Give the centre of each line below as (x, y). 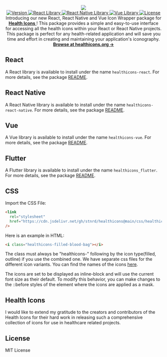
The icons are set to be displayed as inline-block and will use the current (80, 274)
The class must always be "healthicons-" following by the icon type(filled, (81, 254)
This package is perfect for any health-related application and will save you (83, 34)
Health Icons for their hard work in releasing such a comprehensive (74, 317)
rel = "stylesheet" (28, 217)
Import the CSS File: (26, 203)
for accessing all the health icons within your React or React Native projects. (83, 29)
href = (15, 221)
